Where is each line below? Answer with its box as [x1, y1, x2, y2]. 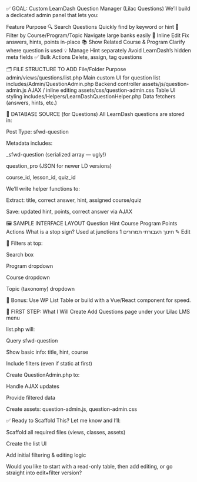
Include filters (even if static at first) [6, 360, 93, 367]
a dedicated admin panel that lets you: [6, 12, 99, 18]
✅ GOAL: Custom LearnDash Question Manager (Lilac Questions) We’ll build [6, 5, 191, 12]
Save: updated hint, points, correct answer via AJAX [6, 208, 133, 215]
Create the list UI [6, 440, 47, 447]
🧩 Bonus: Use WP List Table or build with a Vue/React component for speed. [6, 297, 191, 304]
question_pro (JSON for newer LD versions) [6, 162, 112, 169]
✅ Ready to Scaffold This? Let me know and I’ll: [6, 417, 121, 424]
